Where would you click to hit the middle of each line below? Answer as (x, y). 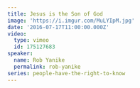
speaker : (20, 54)
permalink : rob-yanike (47, 67)
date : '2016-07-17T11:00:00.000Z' (59, 27)
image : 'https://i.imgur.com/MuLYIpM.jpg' (71, 21)
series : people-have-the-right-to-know (66, 73)
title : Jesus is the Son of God (55, 14)
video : (17, 34)
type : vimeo (32, 40)
